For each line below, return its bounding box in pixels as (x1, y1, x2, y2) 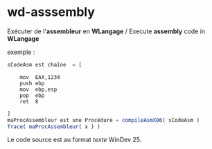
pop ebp (19, 91, 45, 99)
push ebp (19, 80, 45, 87)
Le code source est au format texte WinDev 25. (7, 136, 142, 144)
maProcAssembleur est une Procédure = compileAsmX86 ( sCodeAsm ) (7, 116, 200, 123)
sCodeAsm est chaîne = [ (7, 61, 82, 68)
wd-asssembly (7, 4, 96, 20)
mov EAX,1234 (19, 73, 60, 80)
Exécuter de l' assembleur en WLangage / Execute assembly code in (7, 27, 206, 35)
